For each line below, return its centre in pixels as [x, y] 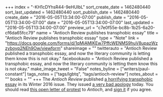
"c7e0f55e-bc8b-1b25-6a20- [126, 28]
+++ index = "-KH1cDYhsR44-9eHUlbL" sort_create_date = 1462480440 [78, 7]
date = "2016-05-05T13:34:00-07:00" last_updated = [100, 22]
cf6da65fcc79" [20, 33]
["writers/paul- [135, 69]
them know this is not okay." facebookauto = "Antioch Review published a [79, 58]
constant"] [16, 74]
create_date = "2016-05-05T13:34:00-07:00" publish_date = [66, 17]
